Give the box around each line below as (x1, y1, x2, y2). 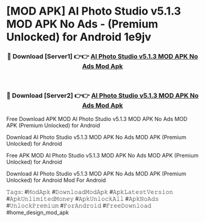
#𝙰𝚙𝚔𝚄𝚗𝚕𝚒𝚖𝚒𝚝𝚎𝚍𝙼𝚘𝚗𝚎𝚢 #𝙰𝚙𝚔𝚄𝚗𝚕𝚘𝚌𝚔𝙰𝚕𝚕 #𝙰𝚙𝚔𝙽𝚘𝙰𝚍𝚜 (6, 195, 159, 202)
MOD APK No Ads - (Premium (6, 17, 159, 31)
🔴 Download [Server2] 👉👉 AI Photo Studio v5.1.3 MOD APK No (6, 91, 199, 100)
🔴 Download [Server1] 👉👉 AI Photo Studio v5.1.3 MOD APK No (7, 52, 198, 61)
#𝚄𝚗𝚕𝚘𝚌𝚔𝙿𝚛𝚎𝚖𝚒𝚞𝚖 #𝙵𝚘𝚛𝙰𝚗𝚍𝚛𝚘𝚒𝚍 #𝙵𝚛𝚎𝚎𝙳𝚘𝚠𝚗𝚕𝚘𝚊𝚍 (6, 202, 151, 209)
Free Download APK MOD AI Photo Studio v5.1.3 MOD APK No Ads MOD (6, 115, 188, 122)
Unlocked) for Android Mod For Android (6, 176, 106, 184)
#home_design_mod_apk (6, 209, 69, 216)
